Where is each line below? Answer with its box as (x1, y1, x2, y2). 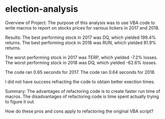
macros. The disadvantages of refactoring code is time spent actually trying (5, 93, 159, 99)
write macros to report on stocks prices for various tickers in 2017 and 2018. (5, 25, 160, 30)
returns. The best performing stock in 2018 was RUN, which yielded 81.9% (5, 39, 157, 45)
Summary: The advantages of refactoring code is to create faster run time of (5, 88, 161, 94)
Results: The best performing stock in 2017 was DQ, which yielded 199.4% (5, 34, 156, 40)
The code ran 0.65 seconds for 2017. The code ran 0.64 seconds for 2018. (5, 69, 156, 75)
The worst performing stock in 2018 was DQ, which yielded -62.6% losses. (5, 59, 157, 65)
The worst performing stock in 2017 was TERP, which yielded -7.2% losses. (5, 54, 158, 60)
